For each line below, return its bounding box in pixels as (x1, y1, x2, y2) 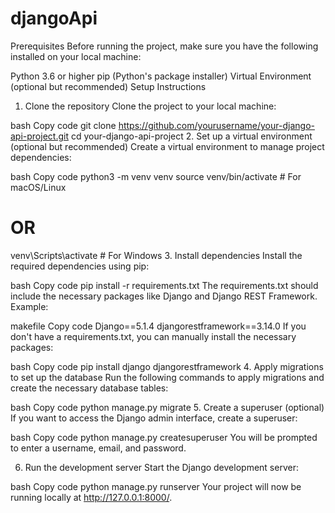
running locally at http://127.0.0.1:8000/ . (10, 491, 173, 503)
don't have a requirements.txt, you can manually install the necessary (10, 330, 297, 342)
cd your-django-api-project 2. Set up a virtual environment (70, 130, 313, 142)
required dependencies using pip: (10, 260, 150, 272)
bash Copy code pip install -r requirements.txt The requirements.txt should (10, 279, 319, 291)
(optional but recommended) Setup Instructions (10, 80, 207, 92)
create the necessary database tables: (10, 382, 169, 394)
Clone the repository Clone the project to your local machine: (24, 100, 277, 112)
